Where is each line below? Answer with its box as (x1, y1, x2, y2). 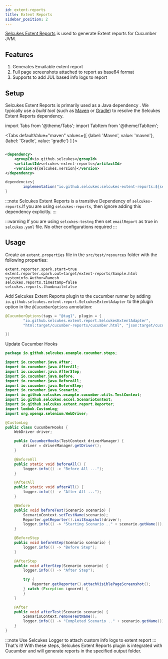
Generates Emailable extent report (12, 64, 83, 70)
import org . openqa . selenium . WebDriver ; (5, 411, 88, 416)
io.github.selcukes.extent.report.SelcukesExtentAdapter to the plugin (5, 298, 153, 304)
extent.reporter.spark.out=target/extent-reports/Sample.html (5, 271, 137, 276)
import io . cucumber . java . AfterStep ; (5, 369, 81, 374)
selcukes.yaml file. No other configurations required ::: (5, 224, 117, 230)
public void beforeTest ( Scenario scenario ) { (14, 508, 111, 513)
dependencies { (5, 179, 35, 185)
